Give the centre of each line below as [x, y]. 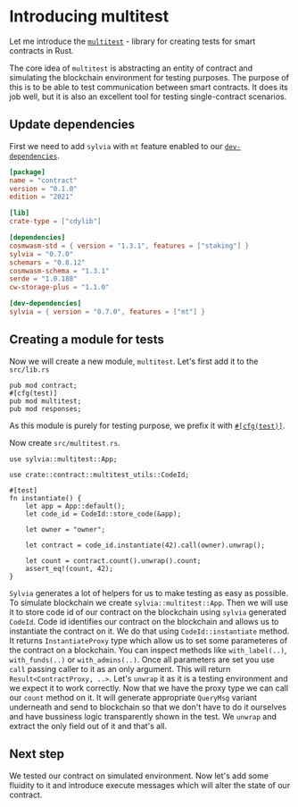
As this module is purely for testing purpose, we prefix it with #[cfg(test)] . [147, 425]
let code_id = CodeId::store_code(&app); [103, 514]
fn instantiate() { [46, 498]
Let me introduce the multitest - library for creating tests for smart [132, 41]
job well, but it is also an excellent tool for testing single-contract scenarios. [148, 97]
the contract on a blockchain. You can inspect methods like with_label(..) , [148, 650]
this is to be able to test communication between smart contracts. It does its [149, 87]
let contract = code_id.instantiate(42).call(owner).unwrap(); [145, 545]
